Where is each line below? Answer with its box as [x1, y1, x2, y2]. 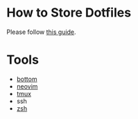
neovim [16, 82, 38, 91]
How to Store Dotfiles [6, 5, 132, 21]
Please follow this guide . [6, 28, 77, 36]
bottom [16, 75, 37, 83]
